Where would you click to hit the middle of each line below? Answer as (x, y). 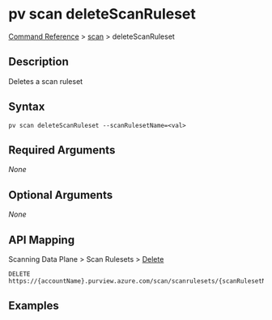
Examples (34, 306)
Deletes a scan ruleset (46, 81)
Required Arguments (62, 150)
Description (38, 62)
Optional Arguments (61, 195)
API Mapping (42, 240)
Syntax (27, 107)
